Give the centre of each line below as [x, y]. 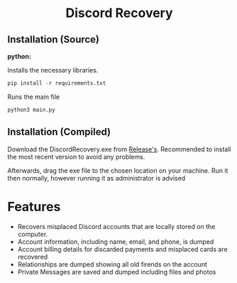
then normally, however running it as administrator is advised [97, 178]
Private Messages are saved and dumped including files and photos [117, 272]
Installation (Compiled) [59, 132]
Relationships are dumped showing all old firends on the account [112, 264]
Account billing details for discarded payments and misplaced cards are [123, 249]
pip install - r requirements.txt [57, 83]
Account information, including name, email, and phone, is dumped [116, 241]
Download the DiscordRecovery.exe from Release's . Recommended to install [119, 149]
